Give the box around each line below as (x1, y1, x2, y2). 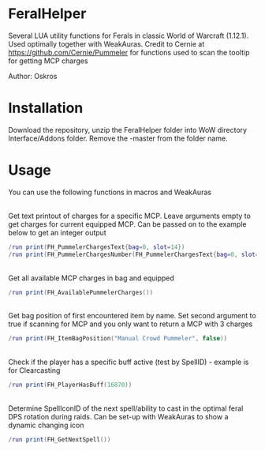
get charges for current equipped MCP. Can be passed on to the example (8, 219, 247, 229)
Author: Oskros (8, 71, 58, 81)
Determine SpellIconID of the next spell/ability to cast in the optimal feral (8, 404, 244, 413)
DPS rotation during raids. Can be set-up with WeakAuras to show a (8, 412, 229, 422)
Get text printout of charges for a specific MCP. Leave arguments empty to (8, 211, 251, 220)
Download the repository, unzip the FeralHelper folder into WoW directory (8, 125, 247, 134)
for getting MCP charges (8, 56, 88, 66)
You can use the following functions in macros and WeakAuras (8, 187, 211, 197)
